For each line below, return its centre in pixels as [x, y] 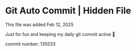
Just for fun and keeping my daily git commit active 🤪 [60, 34]
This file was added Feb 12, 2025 [39, 24]
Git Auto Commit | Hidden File [68, 11]
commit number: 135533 [30, 44]
